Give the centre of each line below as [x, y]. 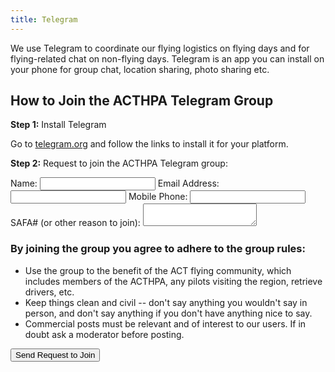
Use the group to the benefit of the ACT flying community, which [158, 270]
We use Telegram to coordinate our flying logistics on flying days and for [160, 48]
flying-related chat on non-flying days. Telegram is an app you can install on [167, 58]
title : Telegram [44, 19]
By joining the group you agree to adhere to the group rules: [158, 249]
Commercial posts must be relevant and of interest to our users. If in [165, 323]
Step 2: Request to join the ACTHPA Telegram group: [119, 163]
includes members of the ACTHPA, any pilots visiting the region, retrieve [173, 281]
